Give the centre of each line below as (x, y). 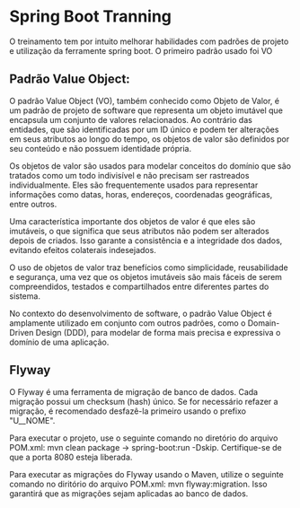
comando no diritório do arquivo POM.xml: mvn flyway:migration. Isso (138, 484)
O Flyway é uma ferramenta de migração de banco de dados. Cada (134, 391)
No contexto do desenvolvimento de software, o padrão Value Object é (141, 313)
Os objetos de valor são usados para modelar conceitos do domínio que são (150, 166)
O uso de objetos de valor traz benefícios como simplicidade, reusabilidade (149, 267)
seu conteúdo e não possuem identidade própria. (100, 148)
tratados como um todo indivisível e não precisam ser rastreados (129, 175)
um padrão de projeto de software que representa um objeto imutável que (146, 110)
